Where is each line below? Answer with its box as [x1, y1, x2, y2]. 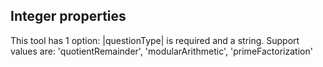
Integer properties [10, 8, 127, 25]
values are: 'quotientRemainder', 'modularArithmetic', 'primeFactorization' [10, 45, 313, 57]
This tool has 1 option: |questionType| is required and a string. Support [10, 34, 300, 46]
